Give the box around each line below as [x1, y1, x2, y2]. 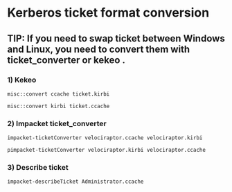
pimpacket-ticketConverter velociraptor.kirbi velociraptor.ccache [7, 147, 206, 154]
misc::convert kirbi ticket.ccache [7, 103, 110, 110]
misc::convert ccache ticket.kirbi [7, 90, 110, 98]
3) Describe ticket [7, 163, 69, 173]
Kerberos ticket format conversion [7, 5, 210, 21]
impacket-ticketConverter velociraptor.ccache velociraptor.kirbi [7, 134, 203, 141]
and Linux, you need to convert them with [7, 43, 190, 55]
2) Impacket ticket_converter [7, 119, 107, 128]
